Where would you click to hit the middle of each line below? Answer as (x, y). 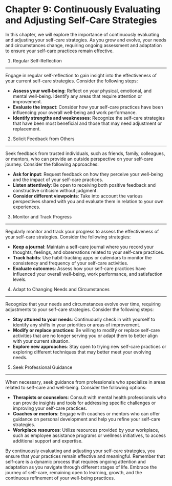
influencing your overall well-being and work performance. (75, 112)
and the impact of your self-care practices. (58, 180)
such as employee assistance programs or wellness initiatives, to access (89, 435)
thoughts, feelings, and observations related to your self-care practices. (89, 252)
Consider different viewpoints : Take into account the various (78, 196)
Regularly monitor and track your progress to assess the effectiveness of (82, 231)
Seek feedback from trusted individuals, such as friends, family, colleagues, (85, 153)
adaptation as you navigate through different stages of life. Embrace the (81, 467)
